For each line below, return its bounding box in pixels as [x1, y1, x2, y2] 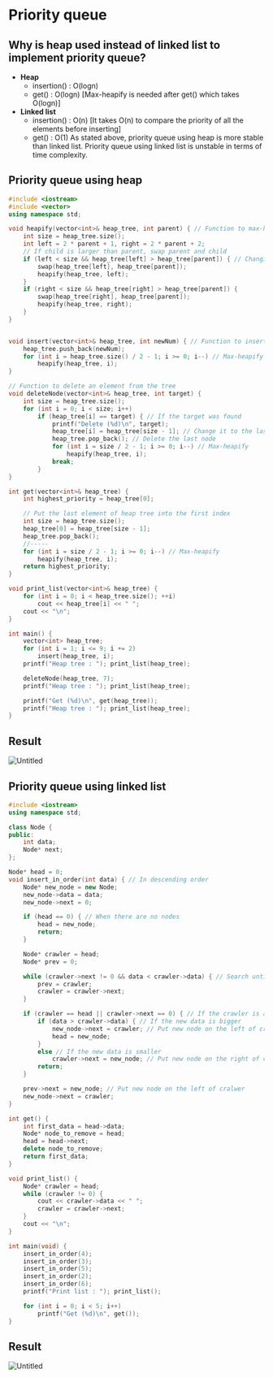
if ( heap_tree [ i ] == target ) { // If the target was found [37, 412, 242, 420]
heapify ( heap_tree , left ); [37, 270, 129, 278]
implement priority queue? [8, 50, 146, 64]
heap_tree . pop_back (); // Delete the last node [51, 435, 217, 444]
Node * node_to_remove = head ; [23, 1129, 126, 1138]
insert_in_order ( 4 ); [23, 1250, 93, 1258]
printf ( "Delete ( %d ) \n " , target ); [51, 420, 169, 428]
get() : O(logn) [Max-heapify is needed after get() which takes [32, 89, 240, 99]
